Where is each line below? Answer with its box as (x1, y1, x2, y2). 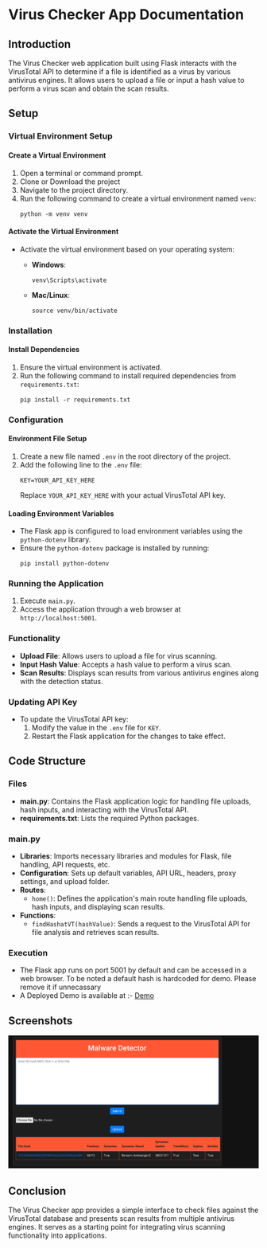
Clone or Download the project (19, 177, 121, 186)
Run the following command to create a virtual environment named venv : (19, 194, 257, 203)
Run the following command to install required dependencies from (19, 370, 237, 380)
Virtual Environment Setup (8, 131, 113, 142)
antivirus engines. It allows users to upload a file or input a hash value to (8, 76, 245, 84)
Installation (8, 325, 53, 336)
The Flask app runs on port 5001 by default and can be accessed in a (19, 965, 247, 975)
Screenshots (8, 1014, 73, 1027)
